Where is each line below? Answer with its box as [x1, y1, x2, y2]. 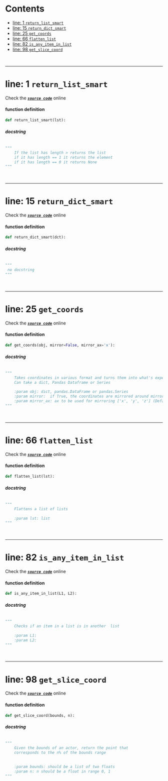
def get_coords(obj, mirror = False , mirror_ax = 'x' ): [5, 343, 115, 348]
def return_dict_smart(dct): [5, 235, 66, 240]
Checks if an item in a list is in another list [14, 624, 120, 629]
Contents [5, 3, 45, 15]
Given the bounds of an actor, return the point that [14, 745, 128, 751]
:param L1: [14, 633, 37, 638]
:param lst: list [14, 516, 50, 521]
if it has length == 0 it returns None [14, 159, 97, 165]
